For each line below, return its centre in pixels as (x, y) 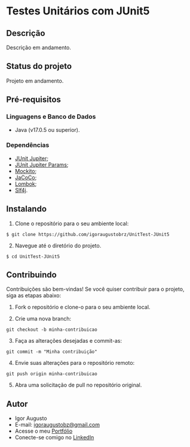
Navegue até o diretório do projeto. (58, 245)
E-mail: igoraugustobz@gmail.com (57, 425)
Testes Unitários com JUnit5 (78, 11)
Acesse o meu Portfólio (44, 431)
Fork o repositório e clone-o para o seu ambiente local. (82, 307)
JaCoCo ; (26, 177)
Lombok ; (26, 183)
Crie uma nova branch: (43, 319)
